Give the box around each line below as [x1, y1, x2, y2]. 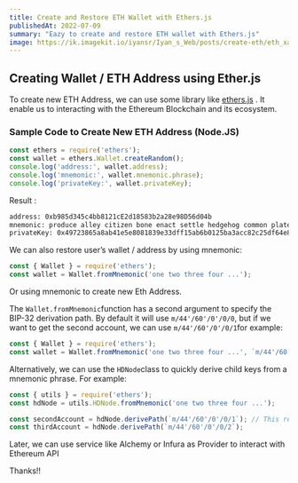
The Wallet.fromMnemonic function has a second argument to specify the [9, 304, 272, 314]
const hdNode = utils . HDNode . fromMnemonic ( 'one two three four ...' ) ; [9, 399, 276, 408]
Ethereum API [9, 448, 59, 459]
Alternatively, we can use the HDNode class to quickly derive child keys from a [9, 363, 287, 374]
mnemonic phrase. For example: [9, 373, 127, 384]
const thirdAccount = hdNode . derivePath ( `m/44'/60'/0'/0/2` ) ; [9, 423, 244, 432]
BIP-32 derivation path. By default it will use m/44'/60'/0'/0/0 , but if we [9, 313, 271, 324]
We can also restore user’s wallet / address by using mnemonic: [9, 245, 242, 256]
